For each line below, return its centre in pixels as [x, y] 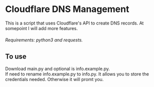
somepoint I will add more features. [41, 28]
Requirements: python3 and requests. [44, 40]
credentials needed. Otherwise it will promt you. [54, 79]
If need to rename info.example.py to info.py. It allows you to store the [77, 74]
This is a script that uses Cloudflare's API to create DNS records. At [74, 23]
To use [16, 57]
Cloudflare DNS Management [67, 9]
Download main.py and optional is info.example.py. [57, 68]
